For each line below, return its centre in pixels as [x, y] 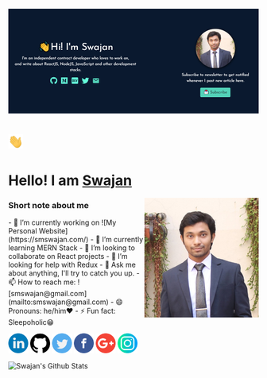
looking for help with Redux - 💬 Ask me [72, 264]
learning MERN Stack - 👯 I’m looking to [72, 248]
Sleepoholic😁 [31, 322]
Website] [53, 230]
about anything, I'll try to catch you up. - [74, 273]
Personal [23, 230]
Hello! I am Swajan [70, 180]
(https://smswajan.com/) [48, 239]
